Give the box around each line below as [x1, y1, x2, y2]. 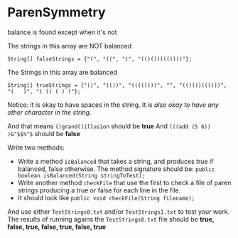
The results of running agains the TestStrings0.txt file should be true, [7, 214, 215, 223]
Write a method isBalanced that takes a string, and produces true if [17, 157, 214, 165]
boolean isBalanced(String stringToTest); [17, 172, 146, 179]
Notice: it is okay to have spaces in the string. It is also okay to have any [7, 100, 219, 109]
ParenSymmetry [7, 4, 106, 21]
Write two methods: [7, 143, 65, 152]
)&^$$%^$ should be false [7, 129, 80, 138]
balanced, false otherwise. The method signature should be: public [17, 165, 215, 173]
